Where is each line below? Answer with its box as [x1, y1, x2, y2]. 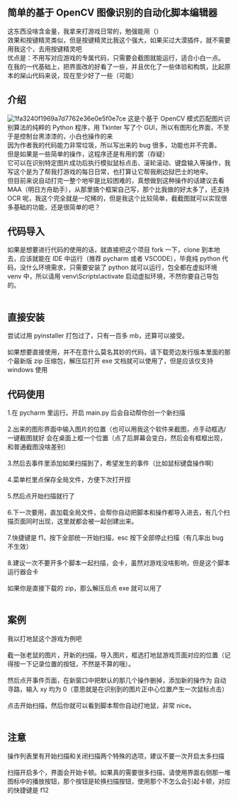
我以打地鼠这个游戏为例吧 [7, 634, 82, 643]
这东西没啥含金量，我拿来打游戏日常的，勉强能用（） [7, 27, 163, 35]
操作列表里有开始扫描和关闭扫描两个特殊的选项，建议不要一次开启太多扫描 [7, 751, 225, 760]
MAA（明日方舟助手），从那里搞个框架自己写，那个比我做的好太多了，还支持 [7, 185, 230, 194]
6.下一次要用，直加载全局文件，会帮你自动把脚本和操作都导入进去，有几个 [7, 508, 225, 517]
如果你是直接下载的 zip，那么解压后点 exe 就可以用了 [7, 584, 162, 593]
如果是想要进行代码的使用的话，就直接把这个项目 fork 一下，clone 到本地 [7, 245, 221, 254]
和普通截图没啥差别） [7, 442, 69, 452]
